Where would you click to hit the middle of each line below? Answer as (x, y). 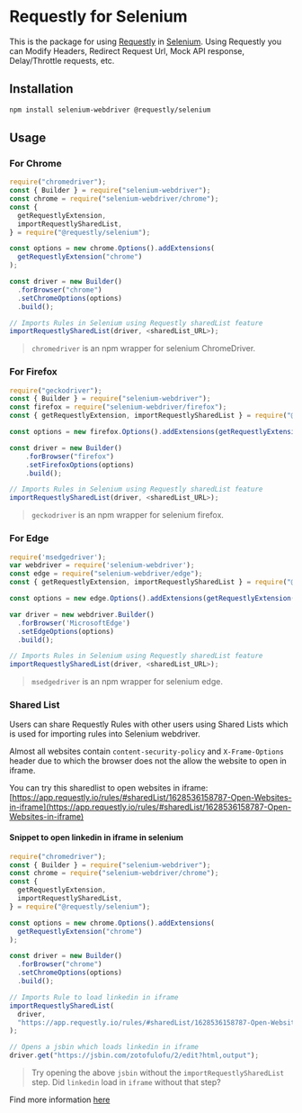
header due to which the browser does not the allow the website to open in (148, 761)
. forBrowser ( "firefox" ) (70, 457)
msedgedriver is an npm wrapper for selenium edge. (127, 682)
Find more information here (60, 1099)
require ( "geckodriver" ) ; (56, 390)
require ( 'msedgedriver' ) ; (58, 557)
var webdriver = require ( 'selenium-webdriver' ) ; (102, 566)
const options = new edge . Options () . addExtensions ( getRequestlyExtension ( (152, 599)
